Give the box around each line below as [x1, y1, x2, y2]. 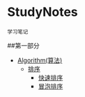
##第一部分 [7, 41, 40, 49]
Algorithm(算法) [17, 56, 63, 64]
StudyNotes [7, 4, 78, 20]
